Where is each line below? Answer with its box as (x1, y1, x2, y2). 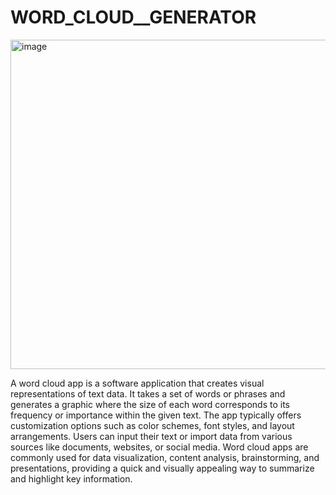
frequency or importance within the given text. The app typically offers (10, 409, 302, 421)
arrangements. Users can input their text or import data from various (10, 430, 293, 442)
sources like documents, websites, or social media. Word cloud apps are (10, 441, 309, 453)
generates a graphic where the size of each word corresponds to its (10, 398, 290, 410)
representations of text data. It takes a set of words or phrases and (10, 387, 286, 400)
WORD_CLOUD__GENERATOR (10, 6, 257, 29)
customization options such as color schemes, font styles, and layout (10, 419, 295, 431)
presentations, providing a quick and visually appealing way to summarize (10, 462, 315, 474)
